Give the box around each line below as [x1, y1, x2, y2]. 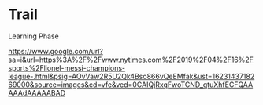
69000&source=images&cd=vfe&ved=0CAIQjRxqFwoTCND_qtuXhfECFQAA [8, 80, 254, 89]
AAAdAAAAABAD [8, 88, 65, 97]
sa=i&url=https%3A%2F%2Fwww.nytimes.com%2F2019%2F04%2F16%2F [8, 55, 254, 64]
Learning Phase [8, 31, 59, 41]
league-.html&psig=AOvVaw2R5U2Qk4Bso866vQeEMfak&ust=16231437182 [8, 71, 255, 81]
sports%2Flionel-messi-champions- [8, 63, 126, 72]
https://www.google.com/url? [8, 46, 104, 56]
